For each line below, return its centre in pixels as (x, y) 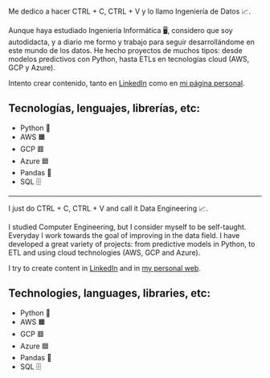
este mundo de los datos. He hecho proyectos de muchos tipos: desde (125, 50)
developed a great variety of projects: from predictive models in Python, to (132, 244)
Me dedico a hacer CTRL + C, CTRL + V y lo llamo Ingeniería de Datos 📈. (130, 11)
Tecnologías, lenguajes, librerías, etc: (104, 108)
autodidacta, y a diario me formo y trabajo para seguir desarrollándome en (132, 42)
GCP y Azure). (32, 68)
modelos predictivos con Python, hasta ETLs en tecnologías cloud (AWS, (129, 59)
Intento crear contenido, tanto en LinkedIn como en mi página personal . (127, 83)
